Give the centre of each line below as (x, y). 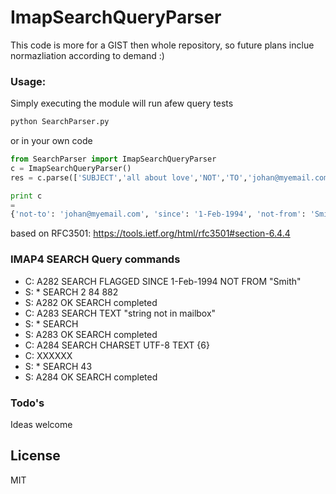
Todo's (27, 403)
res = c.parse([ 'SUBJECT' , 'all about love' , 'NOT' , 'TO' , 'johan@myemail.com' (171, 177)
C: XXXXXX (48, 355)
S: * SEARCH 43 (58, 366)
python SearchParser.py (60, 122)
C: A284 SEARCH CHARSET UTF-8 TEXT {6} (117, 345)
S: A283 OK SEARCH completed (91, 334)
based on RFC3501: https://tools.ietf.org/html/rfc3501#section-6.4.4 (150, 233)
